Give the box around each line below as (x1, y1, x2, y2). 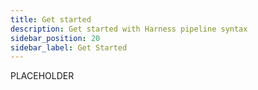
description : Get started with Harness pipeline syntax (10, 24, 248, 34)
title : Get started (10, 14, 92, 25)
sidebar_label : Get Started (10, 42, 128, 53)
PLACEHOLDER (10, 70, 75, 82)
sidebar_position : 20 (10, 33, 101, 43)
